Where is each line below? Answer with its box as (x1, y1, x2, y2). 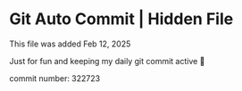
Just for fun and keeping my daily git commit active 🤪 (9, 55, 205, 66)
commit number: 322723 (9, 72, 101, 84)
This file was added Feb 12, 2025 (9, 38, 131, 49)
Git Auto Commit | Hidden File (9, 9, 234, 29)
